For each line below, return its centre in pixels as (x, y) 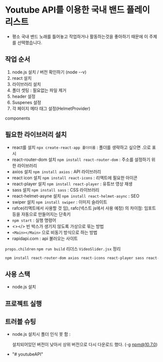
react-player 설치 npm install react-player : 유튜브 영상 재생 (72, 184)
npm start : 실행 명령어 (34, 220)
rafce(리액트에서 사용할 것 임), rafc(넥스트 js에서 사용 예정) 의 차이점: (77, 208)
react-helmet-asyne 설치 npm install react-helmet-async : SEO (76, 196)
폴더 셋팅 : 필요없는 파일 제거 (39, 90)
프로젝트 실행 (24, 303)
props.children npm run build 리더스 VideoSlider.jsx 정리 (63, 249)
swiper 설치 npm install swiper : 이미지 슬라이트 (60, 202)
